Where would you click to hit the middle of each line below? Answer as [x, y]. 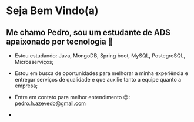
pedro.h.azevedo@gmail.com [50, 103]
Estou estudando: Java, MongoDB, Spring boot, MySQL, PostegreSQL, [100, 56]
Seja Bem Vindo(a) [52, 11]
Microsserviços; [34, 62]
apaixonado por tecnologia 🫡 [60, 41]
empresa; [26, 86]
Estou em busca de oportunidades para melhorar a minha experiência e [101, 73]
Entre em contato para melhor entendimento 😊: [72, 97]
